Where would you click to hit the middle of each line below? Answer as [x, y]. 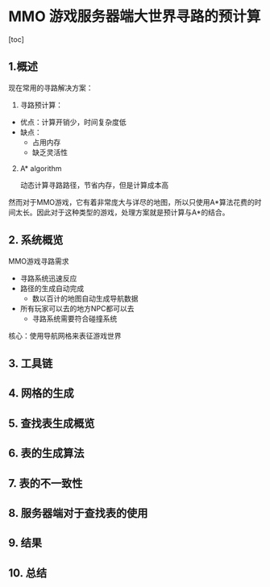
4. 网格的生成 [41, 393]
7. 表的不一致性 [46, 483]
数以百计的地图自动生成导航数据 [85, 298]
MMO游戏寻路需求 [39, 261]
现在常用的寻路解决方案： [51, 87]
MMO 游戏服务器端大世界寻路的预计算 [135, 17]
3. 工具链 [31, 363]
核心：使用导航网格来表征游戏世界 [65, 335]
